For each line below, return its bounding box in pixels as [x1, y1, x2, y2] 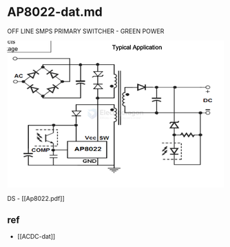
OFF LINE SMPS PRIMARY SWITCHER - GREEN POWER [7, 27, 165, 35]
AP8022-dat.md [7, 4, 103, 20]
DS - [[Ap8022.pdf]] [7, 194, 65, 202]
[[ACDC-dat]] [17, 233, 56, 241]
